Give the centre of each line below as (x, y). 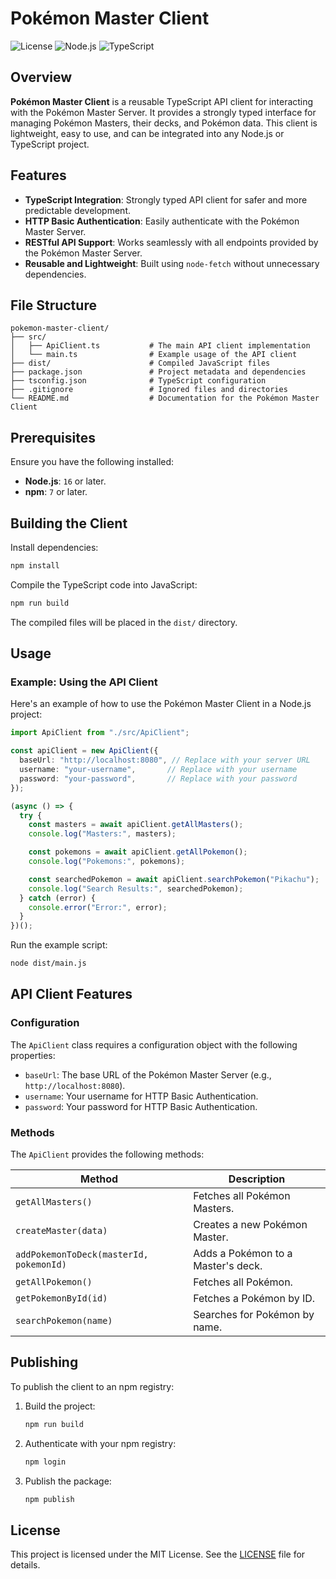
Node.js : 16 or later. (65, 481)
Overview (41, 77)
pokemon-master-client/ (60, 328)
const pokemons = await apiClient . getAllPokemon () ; (138, 852)
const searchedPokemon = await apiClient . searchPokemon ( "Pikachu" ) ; (174, 879)
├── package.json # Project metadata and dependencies (158, 372)
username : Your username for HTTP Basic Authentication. (141, 1096)
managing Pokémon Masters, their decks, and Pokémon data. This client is (164, 123)
